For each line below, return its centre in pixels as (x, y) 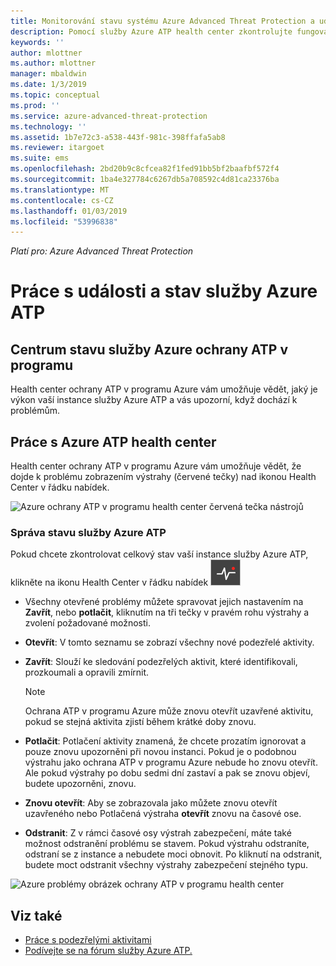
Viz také (36, 915)
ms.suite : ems (40, 158)
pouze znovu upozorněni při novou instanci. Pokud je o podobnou (160, 752)
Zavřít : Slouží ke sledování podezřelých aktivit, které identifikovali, (161, 662)
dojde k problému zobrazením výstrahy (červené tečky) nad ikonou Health (163, 477)
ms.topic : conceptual (55, 95)
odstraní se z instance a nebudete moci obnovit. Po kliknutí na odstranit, (173, 854)
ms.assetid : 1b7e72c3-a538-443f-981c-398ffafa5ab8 (118, 137)
